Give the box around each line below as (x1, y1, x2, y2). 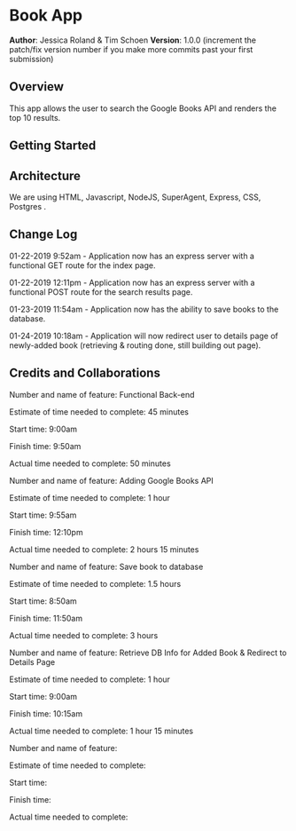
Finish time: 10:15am (9, 708, 82, 719)
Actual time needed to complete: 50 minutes (9, 458, 171, 469)
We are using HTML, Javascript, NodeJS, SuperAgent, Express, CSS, (9, 192, 261, 202)
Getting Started (9, 138, 97, 154)
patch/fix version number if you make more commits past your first (9, 44, 253, 54)
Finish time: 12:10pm (9, 526, 83, 537)
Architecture (9, 168, 82, 183)
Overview (9, 79, 65, 94)
